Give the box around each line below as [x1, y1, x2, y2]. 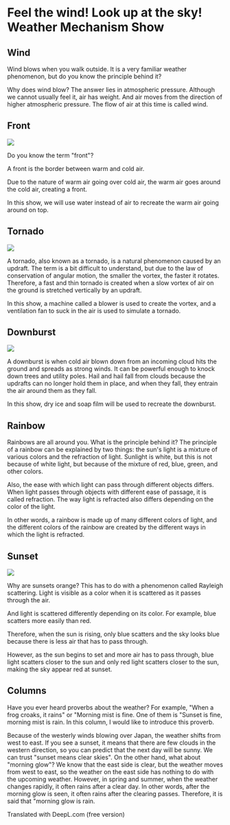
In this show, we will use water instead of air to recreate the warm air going [7, 198, 220, 207]
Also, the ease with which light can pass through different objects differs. [7, 481, 214, 489]
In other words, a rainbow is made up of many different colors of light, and [7, 516, 218, 524]
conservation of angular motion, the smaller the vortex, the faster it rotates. [7, 271, 220, 280]
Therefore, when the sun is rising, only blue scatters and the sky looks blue [7, 630, 220, 638]
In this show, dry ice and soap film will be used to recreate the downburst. [7, 400, 216, 408]
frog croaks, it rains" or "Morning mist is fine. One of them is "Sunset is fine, [7, 710, 222, 719]
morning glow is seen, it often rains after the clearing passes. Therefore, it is [7, 789, 223, 798]
